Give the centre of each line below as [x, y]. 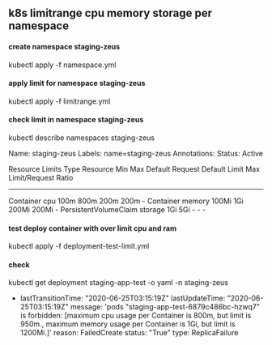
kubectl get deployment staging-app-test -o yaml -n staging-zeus [119, 283]
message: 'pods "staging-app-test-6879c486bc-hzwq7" [165, 307]
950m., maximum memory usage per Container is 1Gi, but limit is [128, 324]
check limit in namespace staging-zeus [76, 120]
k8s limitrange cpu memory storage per [110, 13]
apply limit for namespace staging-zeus [77, 83]
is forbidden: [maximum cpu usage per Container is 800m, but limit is [136, 316]
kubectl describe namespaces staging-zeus [82, 138]
